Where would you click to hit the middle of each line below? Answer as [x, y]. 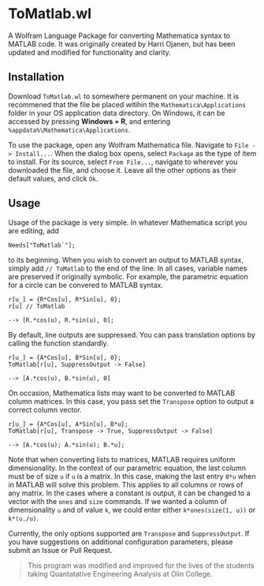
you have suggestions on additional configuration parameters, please [121, 542]
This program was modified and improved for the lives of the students [141, 565]
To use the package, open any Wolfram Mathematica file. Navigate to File [128, 145]
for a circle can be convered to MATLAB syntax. [86, 285]
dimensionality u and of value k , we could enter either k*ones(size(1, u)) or [132, 509]
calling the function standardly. [58, 343]
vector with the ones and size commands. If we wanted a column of [118, 501]
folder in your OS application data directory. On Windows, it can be [117, 113]
